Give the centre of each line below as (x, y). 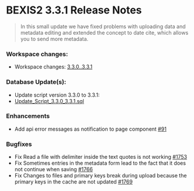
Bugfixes (19, 144)
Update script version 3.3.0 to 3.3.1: (57, 95)
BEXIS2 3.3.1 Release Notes (74, 10)
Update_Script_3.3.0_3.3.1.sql (49, 101)
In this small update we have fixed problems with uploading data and (103, 26)
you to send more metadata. (54, 39)
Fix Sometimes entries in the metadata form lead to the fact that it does (100, 163)
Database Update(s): (36, 82)
